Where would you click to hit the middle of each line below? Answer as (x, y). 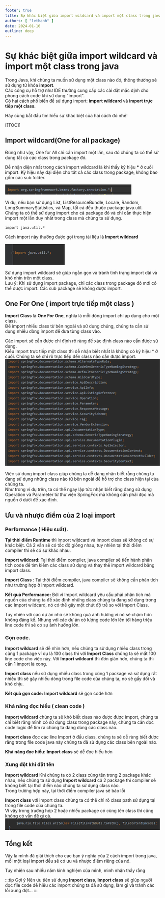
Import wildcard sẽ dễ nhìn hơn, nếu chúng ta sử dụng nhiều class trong (79, 649)
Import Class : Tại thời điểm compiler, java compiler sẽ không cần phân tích (82, 580)
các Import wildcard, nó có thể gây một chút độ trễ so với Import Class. (77, 605)
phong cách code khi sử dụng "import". (45, 96)
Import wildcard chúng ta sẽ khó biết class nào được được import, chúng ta (82, 717)
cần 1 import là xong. (26, 664)
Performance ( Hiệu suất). (37, 529)
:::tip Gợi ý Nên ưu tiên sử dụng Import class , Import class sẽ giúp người (79, 880)
